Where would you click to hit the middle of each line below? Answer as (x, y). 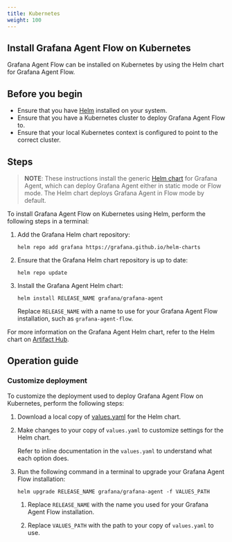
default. (35, 200)
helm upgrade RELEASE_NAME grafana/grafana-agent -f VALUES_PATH (113, 491)
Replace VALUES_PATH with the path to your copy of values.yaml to (121, 525)
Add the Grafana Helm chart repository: (73, 234)
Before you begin (45, 94)
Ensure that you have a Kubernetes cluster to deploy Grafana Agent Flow (121, 118)
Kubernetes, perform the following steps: (66, 403)
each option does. (43, 458)
